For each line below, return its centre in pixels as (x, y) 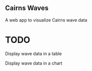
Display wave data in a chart (34, 63)
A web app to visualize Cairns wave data (46, 20)
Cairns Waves (27, 8)
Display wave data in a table (34, 53)
